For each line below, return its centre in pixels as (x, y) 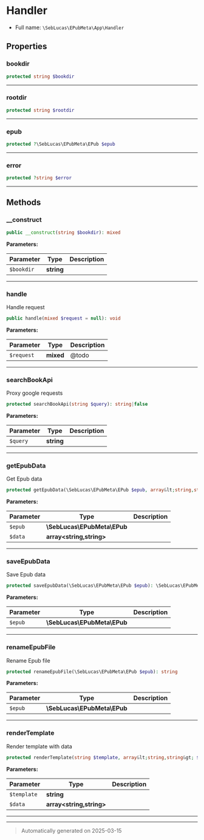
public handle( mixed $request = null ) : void (63, 318)
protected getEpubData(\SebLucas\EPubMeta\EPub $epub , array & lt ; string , (100, 490)
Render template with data (39, 746)
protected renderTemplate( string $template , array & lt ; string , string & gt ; (100, 757)
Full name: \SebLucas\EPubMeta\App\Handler (70, 27)
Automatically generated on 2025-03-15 (71, 830)
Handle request (25, 307)
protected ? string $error (39, 178)
